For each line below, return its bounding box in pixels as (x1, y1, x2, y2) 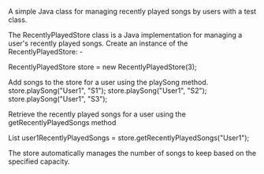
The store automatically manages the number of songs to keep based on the (8, 149, 257, 157)
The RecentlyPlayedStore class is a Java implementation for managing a (8, 31, 243, 39)
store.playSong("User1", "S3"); (8, 94, 108, 103)
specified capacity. (8, 157, 70, 166)
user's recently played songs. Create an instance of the (8, 39, 188, 48)
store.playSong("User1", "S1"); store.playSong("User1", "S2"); (8, 86, 207, 95)
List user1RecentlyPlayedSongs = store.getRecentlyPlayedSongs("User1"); (8, 133, 250, 143)
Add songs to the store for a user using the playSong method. (8, 78, 209, 87)
